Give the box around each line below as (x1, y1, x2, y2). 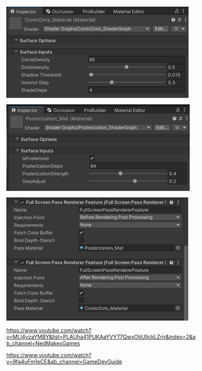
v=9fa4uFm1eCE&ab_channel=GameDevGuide (6, 358, 123, 365)
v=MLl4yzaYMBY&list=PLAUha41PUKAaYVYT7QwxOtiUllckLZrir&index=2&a (6, 333, 196, 340)
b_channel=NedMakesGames (6, 340, 80, 347)
